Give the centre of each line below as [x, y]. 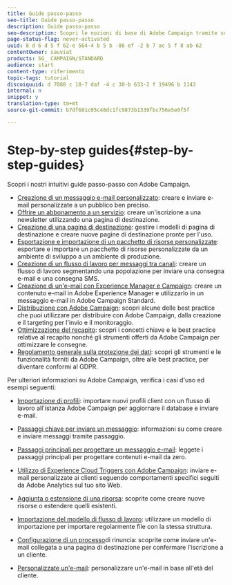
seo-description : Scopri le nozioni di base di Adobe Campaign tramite [112, 33]
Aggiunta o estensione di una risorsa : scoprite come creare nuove [111, 498]
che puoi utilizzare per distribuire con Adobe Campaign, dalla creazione [119, 315]
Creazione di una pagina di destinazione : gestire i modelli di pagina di [116, 227]
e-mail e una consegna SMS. [58, 278]
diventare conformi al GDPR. [58, 366]
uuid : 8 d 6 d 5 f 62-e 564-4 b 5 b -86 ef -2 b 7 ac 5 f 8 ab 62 [105, 46]
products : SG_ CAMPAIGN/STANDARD [55, 59]
